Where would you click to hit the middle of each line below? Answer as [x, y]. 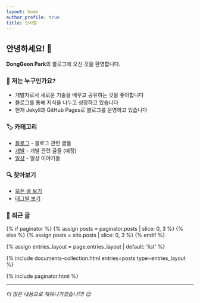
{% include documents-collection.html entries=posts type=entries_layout [96, 258]
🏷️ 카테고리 [22, 127]
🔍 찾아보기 [21, 175]
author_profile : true [33, 17]
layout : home [22, 12]
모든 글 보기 [29, 191]
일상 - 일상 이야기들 [37, 158]
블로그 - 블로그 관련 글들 [43, 143]
